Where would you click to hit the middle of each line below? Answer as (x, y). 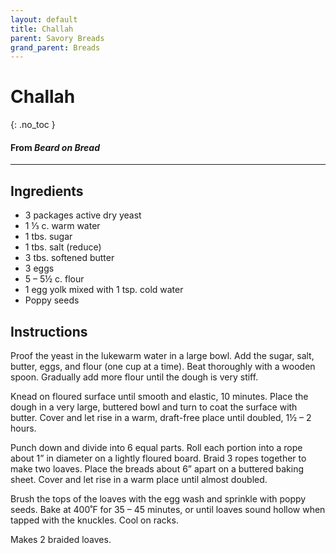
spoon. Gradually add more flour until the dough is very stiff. (134, 377)
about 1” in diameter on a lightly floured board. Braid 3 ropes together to (158, 458)
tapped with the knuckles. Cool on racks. (94, 520)
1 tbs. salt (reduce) (63, 247)
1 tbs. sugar (48, 237)
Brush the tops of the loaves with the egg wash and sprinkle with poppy (158, 499)
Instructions (49, 331)
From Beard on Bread (55, 147)
